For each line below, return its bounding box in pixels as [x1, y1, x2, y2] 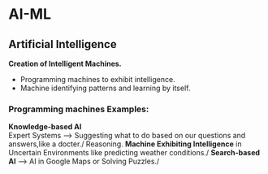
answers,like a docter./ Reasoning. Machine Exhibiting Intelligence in [8, 139, 242, 149]
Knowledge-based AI [8, 122, 82, 132]
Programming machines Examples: [8, 103, 149, 115]
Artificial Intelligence [8, 37, 117, 51]
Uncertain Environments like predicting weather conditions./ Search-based [8, 148, 261, 158]
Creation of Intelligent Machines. [8, 59, 122, 68]
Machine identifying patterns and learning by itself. [19, 83, 191, 93]
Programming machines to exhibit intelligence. [19, 75, 176, 84]
